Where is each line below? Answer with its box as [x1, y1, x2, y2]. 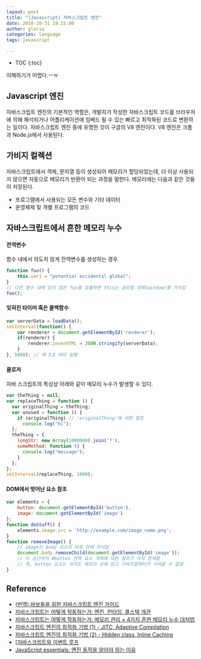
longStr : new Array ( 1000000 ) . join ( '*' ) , [17, 438, 120, 444]
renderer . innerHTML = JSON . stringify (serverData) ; [28, 340, 159, 346]
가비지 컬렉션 [6, 150, 53, 161]
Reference [6, 584, 47, 594]
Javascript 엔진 [6, 91, 64, 101]
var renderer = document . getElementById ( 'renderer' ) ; [17, 329, 156, 336]
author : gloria [6, 25, 45, 32]
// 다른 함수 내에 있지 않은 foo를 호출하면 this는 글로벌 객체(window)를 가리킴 [6, 285, 186, 291]
